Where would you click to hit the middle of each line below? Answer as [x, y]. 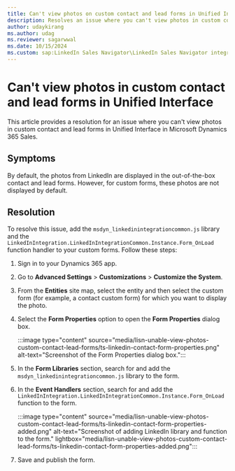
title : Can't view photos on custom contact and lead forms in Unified [114, 14]
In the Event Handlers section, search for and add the [95, 390]
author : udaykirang [36, 27]
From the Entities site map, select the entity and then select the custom [120, 290]
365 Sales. [23, 136]
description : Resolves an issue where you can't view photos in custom [114, 20]
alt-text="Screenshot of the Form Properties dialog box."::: [102, 355]
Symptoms [31, 159]
